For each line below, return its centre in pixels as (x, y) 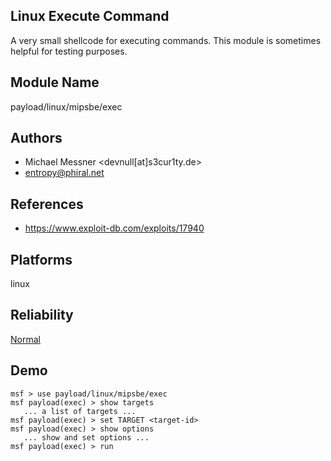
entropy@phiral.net (64, 173)
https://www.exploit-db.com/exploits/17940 (114, 228)
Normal (25, 339)
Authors (36, 138)
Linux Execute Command (90, 16)
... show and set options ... (86, 437)
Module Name (55, 82)
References (47, 204)
